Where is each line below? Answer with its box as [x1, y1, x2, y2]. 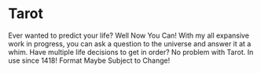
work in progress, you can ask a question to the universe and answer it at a [8, 38, 252, 48]
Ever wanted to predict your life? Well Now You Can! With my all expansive [8, 31, 250, 40]
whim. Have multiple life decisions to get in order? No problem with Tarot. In [8, 47, 254, 57]
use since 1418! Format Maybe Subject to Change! [8, 56, 171, 65]
